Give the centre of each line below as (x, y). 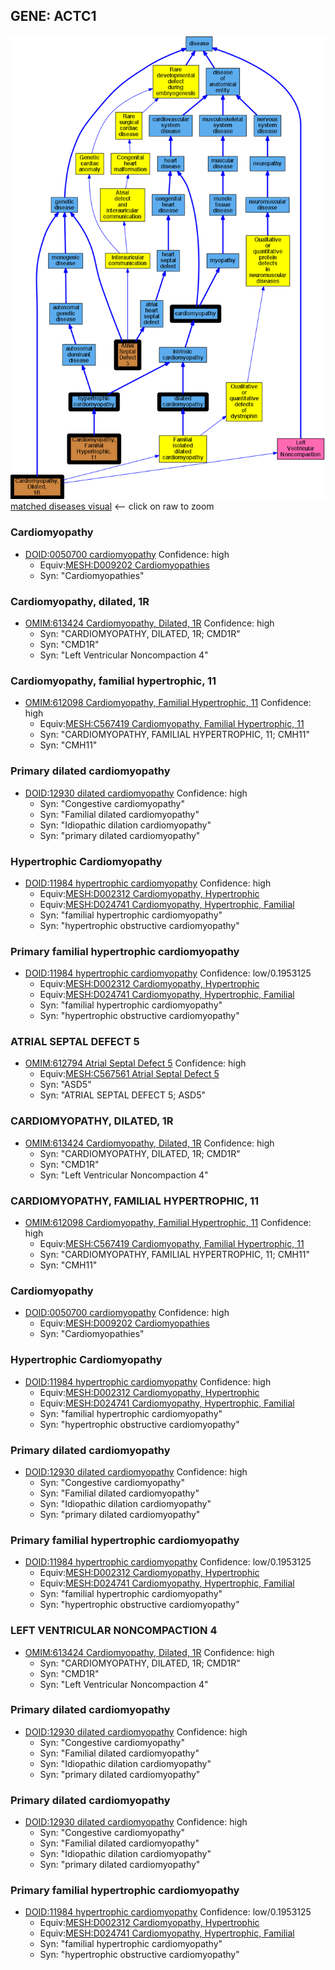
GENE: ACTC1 (53, 16)
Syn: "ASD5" (65, 1085)
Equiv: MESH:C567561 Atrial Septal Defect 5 (129, 1074)
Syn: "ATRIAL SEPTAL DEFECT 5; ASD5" (123, 1095)
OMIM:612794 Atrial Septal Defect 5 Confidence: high (135, 1063)
